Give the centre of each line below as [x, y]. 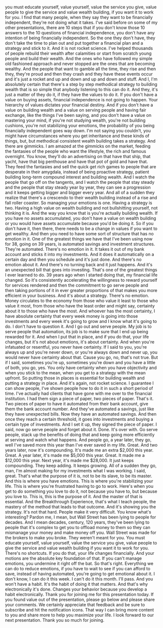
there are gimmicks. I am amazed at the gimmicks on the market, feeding [78, 146]
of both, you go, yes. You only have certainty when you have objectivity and [81, 368]
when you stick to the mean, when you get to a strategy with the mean [75, 373]
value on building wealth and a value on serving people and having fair [76, 110]
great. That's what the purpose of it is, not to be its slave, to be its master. [79, 476]
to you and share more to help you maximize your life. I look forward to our [80, 615]
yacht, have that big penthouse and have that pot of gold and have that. [76, 161]
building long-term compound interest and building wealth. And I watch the [80, 177]
